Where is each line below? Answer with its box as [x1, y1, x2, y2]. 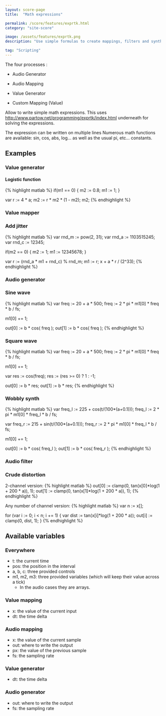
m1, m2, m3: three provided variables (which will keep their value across [12, 574, 160, 580]
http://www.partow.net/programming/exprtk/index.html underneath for [5, 114, 149, 120]
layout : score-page [5, 7, 45, 12]
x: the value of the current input [12, 608, 77, 614]
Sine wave [5, 289, 31, 296]
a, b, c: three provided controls [12, 568, 75, 575]
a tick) [12, 579, 26, 585]
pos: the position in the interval [12, 563, 76, 569]
